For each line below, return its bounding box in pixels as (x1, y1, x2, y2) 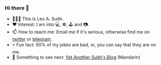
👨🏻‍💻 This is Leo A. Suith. (12, 16, 64, 22)
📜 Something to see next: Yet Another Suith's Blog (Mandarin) (12, 54, 141, 60)
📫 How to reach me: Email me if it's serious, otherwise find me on (12, 29, 150, 35)
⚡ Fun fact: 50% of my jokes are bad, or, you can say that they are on (12, 42, 156, 48)
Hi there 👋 (5, 4, 30, 11)
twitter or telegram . (12, 36, 52, 42)
